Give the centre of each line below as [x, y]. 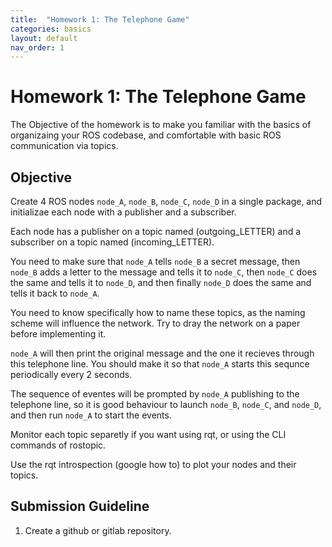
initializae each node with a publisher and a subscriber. [123, 212]
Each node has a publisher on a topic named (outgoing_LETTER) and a [156, 231]
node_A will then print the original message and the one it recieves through [162, 353]
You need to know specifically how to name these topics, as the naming [158, 312]
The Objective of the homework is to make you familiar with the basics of [161, 125]
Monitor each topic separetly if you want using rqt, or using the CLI [148, 434]
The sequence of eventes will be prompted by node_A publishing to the [155, 394]
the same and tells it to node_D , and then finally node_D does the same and [161, 282]
